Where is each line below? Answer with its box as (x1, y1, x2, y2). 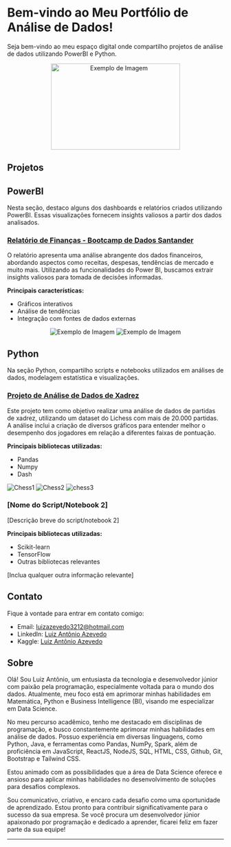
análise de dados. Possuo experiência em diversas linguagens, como (7, 733, 203, 741)
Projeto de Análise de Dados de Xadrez (7, 391, 140, 401)
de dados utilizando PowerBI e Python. (7, 50, 117, 58)
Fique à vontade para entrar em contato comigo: (7, 609, 144, 617)
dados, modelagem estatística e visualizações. (7, 374, 140, 382)
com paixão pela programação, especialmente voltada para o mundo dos (7, 683, 214, 691)
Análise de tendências (16, 307, 80, 315)
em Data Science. (7, 705, 57, 713)
